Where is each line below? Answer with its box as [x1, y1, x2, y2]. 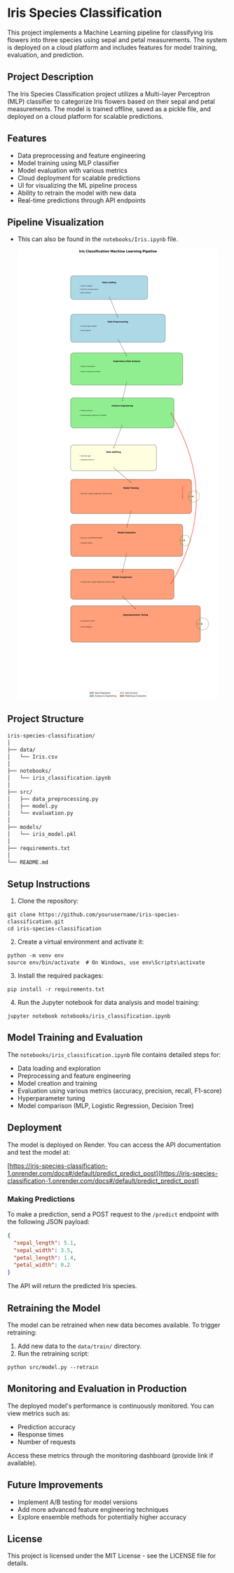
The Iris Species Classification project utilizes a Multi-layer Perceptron [7, 89, 210, 98]
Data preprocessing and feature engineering [17, 151, 146, 160]
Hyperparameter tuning [17, 1093, 85, 1102]
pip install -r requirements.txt [7, 986, 105, 993]
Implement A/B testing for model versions [17, 1498, 138, 1506]
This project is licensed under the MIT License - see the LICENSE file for [7, 1552, 216, 1560]
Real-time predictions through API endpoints [17, 195, 146, 205]
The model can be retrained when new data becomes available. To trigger [7, 1321, 221, 1329]
